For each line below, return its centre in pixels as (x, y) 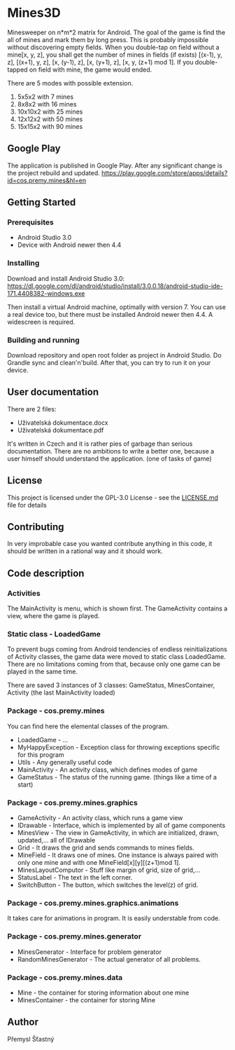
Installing (23, 263)
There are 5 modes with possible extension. (70, 83)
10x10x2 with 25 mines (50, 111)
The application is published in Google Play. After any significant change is (115, 165)
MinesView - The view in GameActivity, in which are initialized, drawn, (118, 833)
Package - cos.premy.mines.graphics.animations (93, 903)
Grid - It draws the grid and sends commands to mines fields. (106, 848)
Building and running (44, 340)
